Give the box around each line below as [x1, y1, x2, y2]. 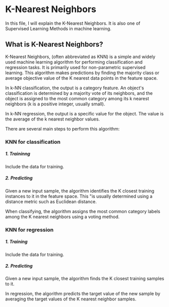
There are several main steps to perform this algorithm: [5, 126, 120, 132]
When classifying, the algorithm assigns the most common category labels [5, 208, 160, 214]
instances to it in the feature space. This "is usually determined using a [5, 193, 153, 199]
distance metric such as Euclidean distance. [5, 198, 97, 205]
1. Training [5, 238, 28, 245]
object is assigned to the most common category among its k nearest [5, 95, 149, 101]
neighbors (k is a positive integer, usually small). [5, 101, 105, 107]
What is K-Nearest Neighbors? [5, 40, 103, 49]
